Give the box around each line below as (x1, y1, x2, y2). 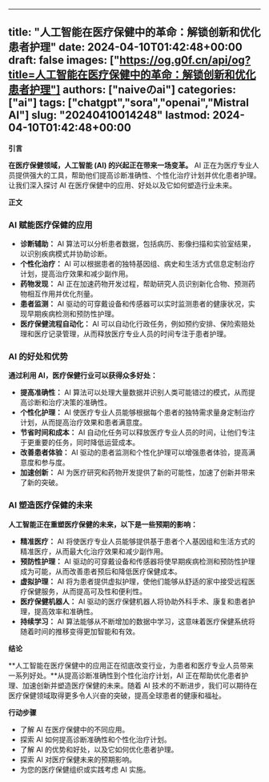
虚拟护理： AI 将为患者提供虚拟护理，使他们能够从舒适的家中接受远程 (19, 576, 249, 586)
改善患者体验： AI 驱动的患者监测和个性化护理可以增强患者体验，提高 (19, 447, 249, 457)
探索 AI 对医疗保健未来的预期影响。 (19, 754, 137, 764)
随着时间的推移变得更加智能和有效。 (19, 626, 140, 636)
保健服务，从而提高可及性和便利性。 (26, 586, 147, 596)
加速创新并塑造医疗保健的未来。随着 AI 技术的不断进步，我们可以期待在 (22, 680, 258, 690)
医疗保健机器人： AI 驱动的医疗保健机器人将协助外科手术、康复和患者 (19, 596, 249, 606)
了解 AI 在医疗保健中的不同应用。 (19, 724, 130, 734)
